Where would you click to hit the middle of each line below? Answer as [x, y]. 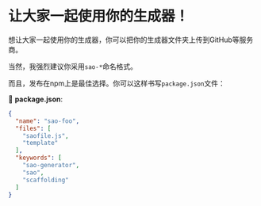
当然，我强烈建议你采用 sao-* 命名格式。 [73, 66]
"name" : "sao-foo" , [48, 121]
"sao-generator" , [51, 166]
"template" [40, 143]
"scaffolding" [46, 180]
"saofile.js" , [46, 135]
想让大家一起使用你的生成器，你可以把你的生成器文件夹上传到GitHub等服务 [131, 40]
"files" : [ [33, 128]
